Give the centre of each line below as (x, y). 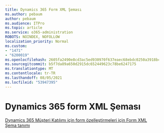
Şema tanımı (18, 125)
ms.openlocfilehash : (26, 60)
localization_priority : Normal (37, 42)
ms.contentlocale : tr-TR (30, 73)
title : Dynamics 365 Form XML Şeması (43, 10)
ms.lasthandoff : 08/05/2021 (34, 78)
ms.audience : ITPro (25, 23)
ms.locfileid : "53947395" (31, 82)
